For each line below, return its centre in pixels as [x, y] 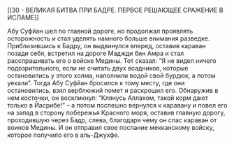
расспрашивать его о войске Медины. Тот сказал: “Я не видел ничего [112, 61]
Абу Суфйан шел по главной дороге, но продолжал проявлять [100, 31]
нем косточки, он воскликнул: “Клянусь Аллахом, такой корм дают [108, 98]
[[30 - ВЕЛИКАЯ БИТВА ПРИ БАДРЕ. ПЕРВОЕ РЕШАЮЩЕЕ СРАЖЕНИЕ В [115, 10]
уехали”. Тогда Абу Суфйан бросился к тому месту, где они [96, 83]
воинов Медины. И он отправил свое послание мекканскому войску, [111, 127]
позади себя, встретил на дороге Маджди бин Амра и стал [96, 53]
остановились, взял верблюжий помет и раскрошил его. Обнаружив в [113, 90]
